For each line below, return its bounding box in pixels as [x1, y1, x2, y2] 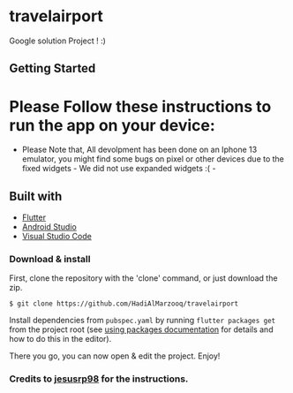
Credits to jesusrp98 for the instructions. [9, 373, 189, 385]
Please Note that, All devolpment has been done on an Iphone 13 [21, 144, 258, 155]
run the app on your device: [9, 115, 216, 135]
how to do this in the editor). [9, 334, 112, 344]
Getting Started [9, 61, 96, 76]
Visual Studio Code [21, 231, 93, 242]
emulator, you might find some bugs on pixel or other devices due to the [21, 154, 285, 164]
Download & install [9, 253, 91, 265]
